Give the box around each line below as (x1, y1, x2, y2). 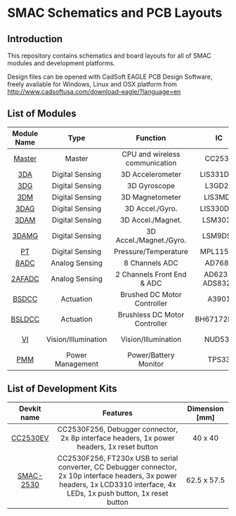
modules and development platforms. (7, 59, 116, 67)
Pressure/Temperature (113, 246, 188, 256)
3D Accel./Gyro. (124, 204, 178, 213)
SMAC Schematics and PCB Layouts (7, 5, 223, 21)
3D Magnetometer (120, 192, 181, 201)
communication (125, 158, 177, 168)
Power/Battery (127, 350, 175, 359)
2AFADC (11, 274, 40, 284)
